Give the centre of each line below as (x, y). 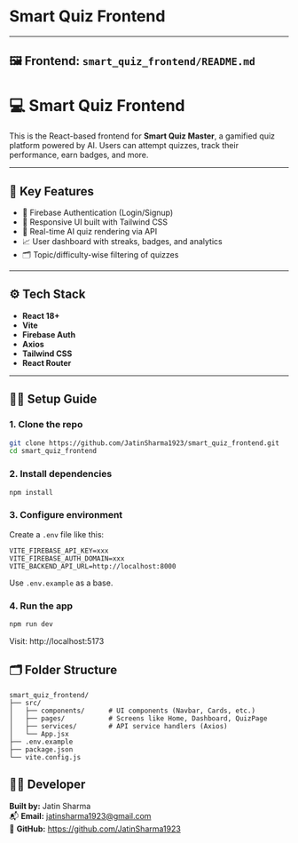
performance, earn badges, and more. (79, 155)
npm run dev (31, 624)
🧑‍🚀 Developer (47, 785)
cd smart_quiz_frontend (53, 451)
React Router (47, 362)
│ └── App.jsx (39, 734)
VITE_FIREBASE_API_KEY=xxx (59, 551)
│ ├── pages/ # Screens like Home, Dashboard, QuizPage (138, 718)
